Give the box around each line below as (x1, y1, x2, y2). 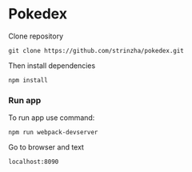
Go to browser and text (8, 142, 84, 152)
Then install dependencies (8, 61, 96, 70)
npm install (8, 76, 48, 84)
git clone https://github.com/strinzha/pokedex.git (8, 46, 184, 54)
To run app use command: (8, 113, 95, 122)
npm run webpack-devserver (8, 129, 98, 137)
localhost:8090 (8, 158, 59, 166)
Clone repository (8, 31, 64, 41)
